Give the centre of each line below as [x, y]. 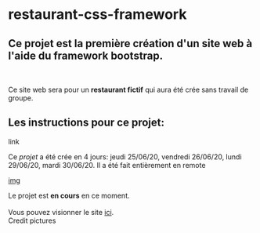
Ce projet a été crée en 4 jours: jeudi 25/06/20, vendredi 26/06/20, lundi [125, 157]
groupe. [21, 98]
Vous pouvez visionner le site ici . [61, 212]
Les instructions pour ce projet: [86, 123]
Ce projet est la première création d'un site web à [130, 44]
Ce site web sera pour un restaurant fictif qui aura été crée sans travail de [128, 89]
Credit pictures [32, 220]
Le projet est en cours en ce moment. [69, 195]
